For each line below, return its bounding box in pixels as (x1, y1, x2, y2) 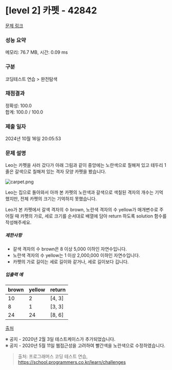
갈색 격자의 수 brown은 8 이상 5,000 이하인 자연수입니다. (12, 246, 127, 252)
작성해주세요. (5, 220, 32, 226)
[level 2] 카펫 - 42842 (5, 5, 97, 16)
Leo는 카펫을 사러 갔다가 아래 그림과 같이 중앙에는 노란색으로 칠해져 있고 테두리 (5, 162, 163, 168)
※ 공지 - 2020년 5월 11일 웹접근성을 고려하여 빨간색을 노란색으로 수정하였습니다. (5, 342, 165, 349)
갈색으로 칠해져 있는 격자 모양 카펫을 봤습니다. (14, 168, 106, 175)
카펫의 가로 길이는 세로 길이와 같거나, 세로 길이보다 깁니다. (12, 259, 129, 265)
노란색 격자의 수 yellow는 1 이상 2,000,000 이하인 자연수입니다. (12, 252, 140, 258)
